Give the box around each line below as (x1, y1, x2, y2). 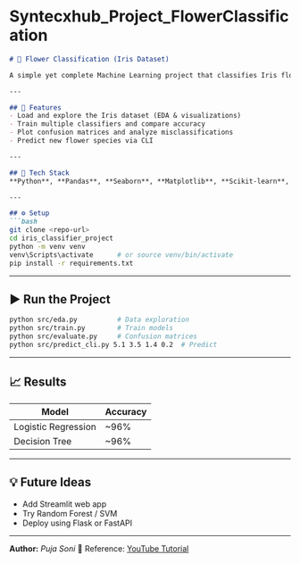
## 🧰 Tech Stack (9, 168, 70, 178)
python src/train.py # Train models (9, 324, 174, 333)
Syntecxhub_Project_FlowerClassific (9, 6, 289, 27)
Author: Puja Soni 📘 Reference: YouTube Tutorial (9, 542, 189, 554)
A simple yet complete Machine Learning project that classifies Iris (9, 70, 278, 79)
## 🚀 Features (9, 103, 62, 112)
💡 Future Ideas (9, 475, 92, 490)
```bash (9, 217, 38, 227)
